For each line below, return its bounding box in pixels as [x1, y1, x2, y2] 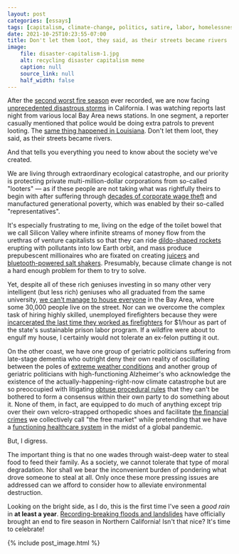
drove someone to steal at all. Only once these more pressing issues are [7, 473, 219, 482]
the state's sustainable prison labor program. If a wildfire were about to [7, 326, 216, 334]
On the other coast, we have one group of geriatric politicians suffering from [7, 347, 231, 356]
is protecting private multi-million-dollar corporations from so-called [7, 177, 208, 185]
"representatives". [7, 207, 60, 216]
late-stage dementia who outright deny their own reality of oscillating [7, 354, 210, 364]
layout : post [7, 10, 46, 18]
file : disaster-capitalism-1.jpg [20, 51, 119, 58]
